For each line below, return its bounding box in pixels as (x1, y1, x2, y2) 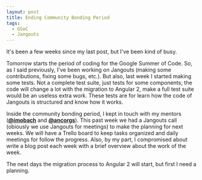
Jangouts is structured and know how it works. (6, 98, 124, 106)
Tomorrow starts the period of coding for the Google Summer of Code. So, (6, 60, 193, 67)
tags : (6, 20, 20, 26)
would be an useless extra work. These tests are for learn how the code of (6, 92, 192, 99)
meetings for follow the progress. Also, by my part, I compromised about (6, 136, 188, 143)
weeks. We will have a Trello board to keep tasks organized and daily (6, 130, 179, 137)
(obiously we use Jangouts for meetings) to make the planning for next (6, 123, 183, 130)
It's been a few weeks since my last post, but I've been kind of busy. (6, 48, 177, 55)
